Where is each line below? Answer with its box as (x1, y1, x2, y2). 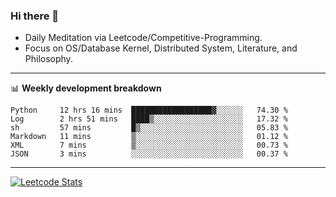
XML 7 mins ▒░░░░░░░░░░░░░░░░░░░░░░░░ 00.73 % (10, 140, 288, 151)
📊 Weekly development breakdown (10, 82, 162, 94)
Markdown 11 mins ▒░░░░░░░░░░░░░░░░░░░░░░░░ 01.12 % (10, 132, 288, 142)
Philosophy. (24, 53, 73, 65)
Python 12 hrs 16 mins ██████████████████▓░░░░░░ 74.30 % (10, 105, 288, 116)
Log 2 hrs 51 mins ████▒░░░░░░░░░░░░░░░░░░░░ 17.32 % (10, 114, 288, 124)
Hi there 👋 (10, 9, 60, 23)
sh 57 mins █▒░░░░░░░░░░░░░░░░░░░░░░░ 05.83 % (10, 123, 288, 133)
